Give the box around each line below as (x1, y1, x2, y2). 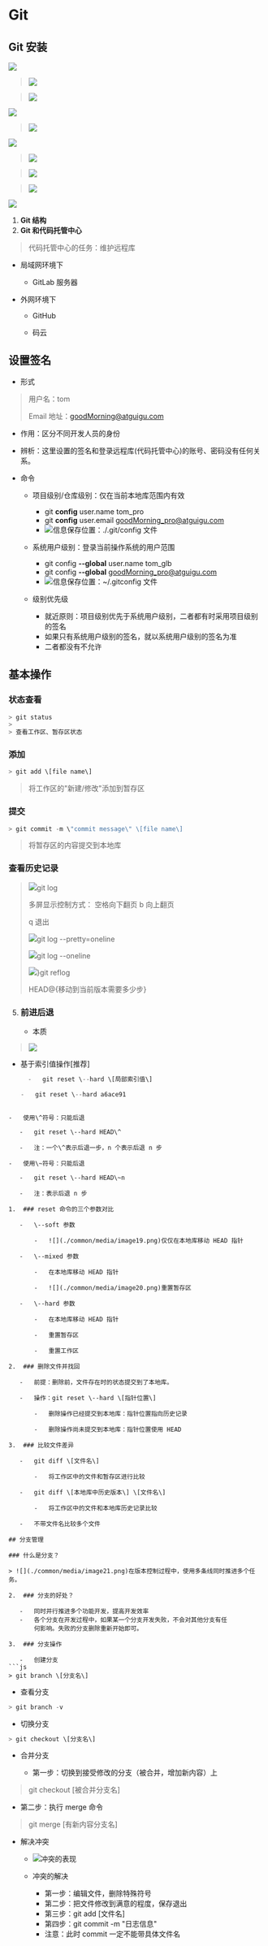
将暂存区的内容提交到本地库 (28, 841, 122, 850)
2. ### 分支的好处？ (8, 1591, 75, 1599)
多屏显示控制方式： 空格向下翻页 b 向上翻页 (28, 899, 175, 909)
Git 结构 (19, 215, 47, 225)
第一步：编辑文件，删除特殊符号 (44, 1888, 152, 1898)
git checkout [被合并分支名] (28, 1785, 120, 1795)
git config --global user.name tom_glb (44, 558, 172, 568)
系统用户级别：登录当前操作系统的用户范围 (32, 542, 175, 551)
